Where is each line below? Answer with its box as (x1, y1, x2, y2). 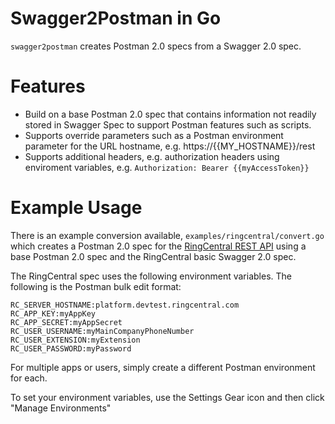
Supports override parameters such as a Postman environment (24, 129, 284, 141)
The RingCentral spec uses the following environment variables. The (10, 270, 292, 282)
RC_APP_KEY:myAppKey (10, 308, 97, 319)
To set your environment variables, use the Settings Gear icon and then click (10, 391, 325, 403)
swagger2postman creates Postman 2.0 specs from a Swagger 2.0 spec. (10, 40, 302, 52)
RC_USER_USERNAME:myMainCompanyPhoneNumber (10, 326, 195, 336)
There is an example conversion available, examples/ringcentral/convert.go (10, 229, 325, 241)
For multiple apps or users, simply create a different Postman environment (10, 361, 316, 373)
